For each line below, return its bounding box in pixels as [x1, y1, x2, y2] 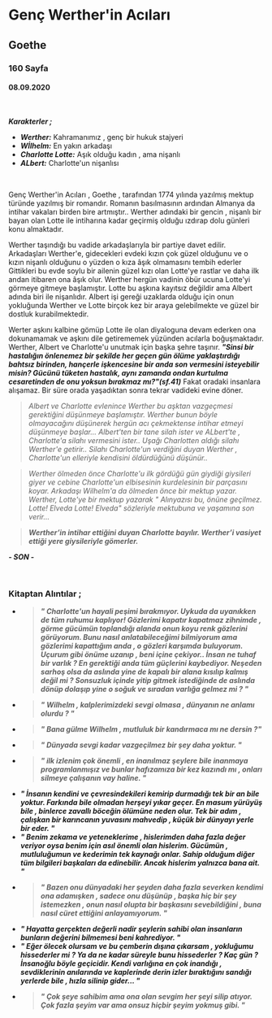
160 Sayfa [8, 63, 49, 74]
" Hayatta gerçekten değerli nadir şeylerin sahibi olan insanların [19, 924, 243, 933]
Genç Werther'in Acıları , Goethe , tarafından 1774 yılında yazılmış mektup [8, 189, 254, 199]
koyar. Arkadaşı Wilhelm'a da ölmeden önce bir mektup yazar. [28, 485, 238, 495]
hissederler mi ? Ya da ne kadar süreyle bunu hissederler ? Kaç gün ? [19, 950, 258, 959]
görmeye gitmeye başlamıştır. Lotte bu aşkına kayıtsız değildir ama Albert [8, 283, 253, 293]
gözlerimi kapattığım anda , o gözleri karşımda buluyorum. [40, 641, 244, 650]
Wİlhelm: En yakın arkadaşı [19, 141, 112, 150]
